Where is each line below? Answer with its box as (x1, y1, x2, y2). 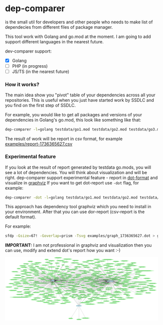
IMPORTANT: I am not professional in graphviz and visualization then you (5, 242, 152, 248)
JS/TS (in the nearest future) (12, 69, 69, 74)
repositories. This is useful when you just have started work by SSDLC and (5, 97, 154, 103)
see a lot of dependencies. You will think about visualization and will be (5, 169, 147, 175)
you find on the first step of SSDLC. (5, 103, 76, 108)
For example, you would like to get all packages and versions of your (5, 112, 142, 118)
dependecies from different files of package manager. (5, 24, 113, 30)
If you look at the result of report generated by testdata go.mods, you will (5, 164, 151, 170)
